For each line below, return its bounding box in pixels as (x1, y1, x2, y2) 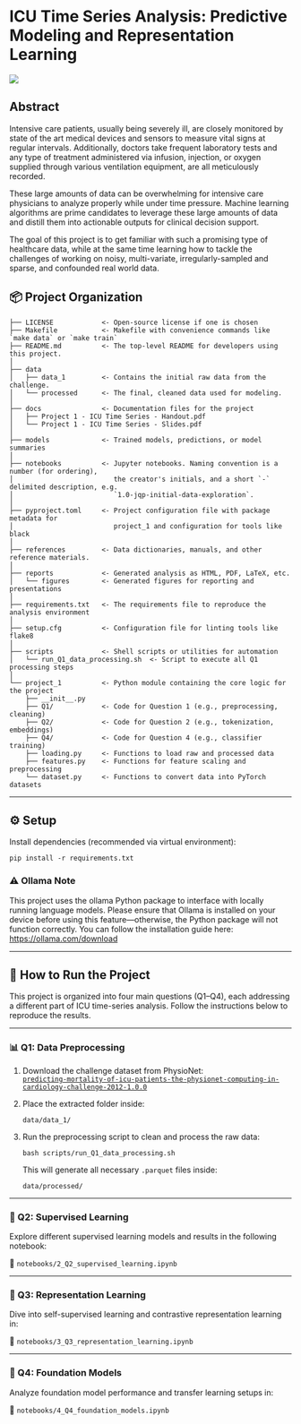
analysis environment (9, 607, 90, 617)
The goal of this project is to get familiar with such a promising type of (9, 234, 269, 244)
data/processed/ (21, 1181, 83, 1190)
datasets (9, 780, 42, 789)
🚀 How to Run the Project (9, 967, 150, 982)
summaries (9, 443, 47, 452)
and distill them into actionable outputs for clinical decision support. (9, 217, 260, 227)
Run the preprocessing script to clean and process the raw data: (21, 1131, 260, 1142)
